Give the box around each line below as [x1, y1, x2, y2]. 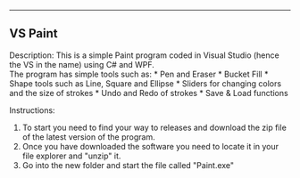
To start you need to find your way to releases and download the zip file [21, 122, 287, 133]
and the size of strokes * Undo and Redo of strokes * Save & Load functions [9, 87, 288, 98]
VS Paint [9, 26, 58, 41]
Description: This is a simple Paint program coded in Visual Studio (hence [9, 50, 279, 61]
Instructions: [9, 104, 55, 116]
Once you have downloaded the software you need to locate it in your [21, 141, 279, 151]
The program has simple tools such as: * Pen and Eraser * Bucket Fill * [9, 69, 269, 79]
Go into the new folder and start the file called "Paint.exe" [21, 159, 235, 170]
